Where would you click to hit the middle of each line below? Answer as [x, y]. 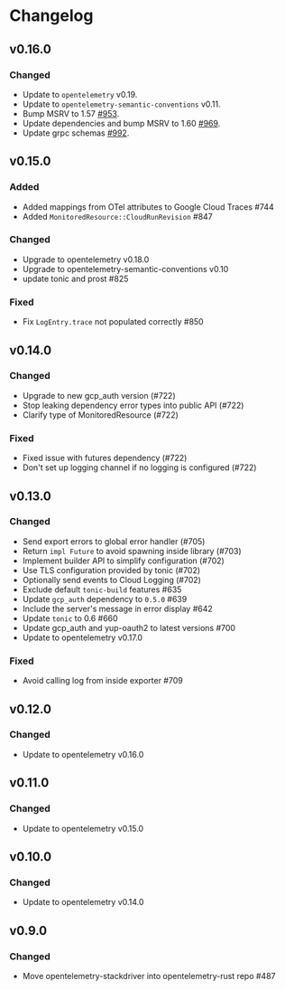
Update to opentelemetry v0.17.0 [82, 637]
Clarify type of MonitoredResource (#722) [100, 415]
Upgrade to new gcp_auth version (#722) [99, 395]
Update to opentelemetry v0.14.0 [83, 902]
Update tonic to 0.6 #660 [70, 618]
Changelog [51, 16]
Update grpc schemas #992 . [76, 133]
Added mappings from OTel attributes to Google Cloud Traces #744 [148, 207]
